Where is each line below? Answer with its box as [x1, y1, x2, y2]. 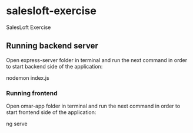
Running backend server [6, 41, 98, 51]
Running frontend [6, 89, 58, 97]
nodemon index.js [6, 74, 49, 81]
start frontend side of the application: [6, 109, 96, 116]
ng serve [6, 120, 28, 128]
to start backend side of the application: [6, 63, 103, 70]
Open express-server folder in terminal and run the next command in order [6, 56, 187, 63]
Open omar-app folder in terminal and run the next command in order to [6, 102, 181, 110]
